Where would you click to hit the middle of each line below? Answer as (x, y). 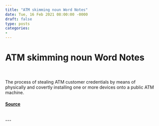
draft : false (19, 19)
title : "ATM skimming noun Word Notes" (47, 10)
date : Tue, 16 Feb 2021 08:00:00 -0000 (47, 14)
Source (13, 104)
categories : (17, 28)
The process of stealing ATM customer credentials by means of (71, 82)
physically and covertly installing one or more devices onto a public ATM (80, 87)
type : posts (17, 24)
